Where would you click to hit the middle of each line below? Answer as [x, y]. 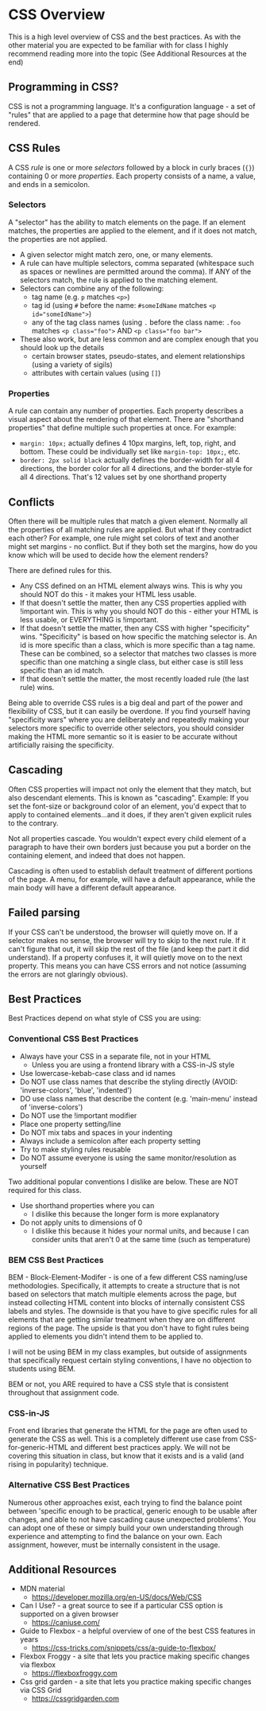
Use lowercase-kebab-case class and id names [98, 1073]
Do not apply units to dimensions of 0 [81, 1222]
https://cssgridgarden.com [75, 1699]
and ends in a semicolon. [49, 184]
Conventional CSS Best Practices [73, 1039]
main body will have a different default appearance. [93, 887]
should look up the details [62, 347]
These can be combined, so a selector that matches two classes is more [138, 653]
